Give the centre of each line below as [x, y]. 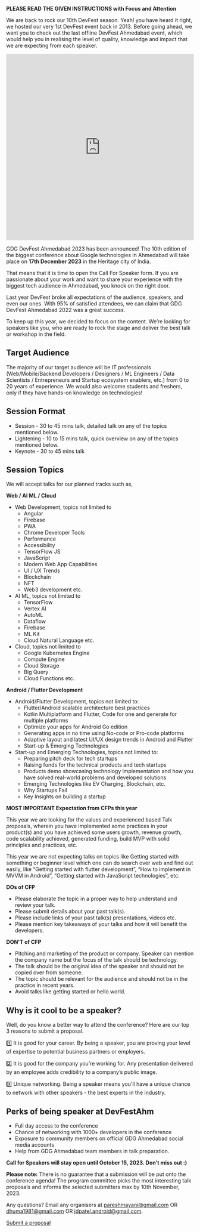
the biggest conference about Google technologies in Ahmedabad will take [98, 255]
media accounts [35, 1145]
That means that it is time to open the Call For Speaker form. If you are [92, 273]
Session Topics [35, 470]
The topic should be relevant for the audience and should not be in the [101, 979]
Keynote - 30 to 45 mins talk [50, 451]
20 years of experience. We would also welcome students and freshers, [94, 386]
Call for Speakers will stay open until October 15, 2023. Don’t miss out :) [97, 1163]
